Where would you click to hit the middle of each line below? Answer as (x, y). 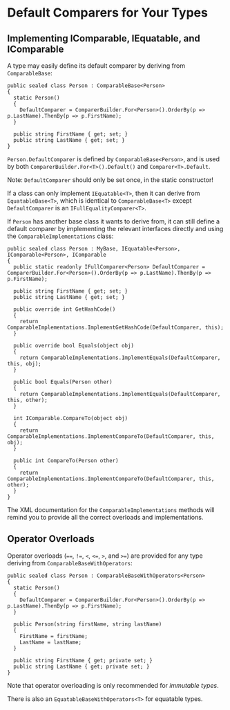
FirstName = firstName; (54, 636)
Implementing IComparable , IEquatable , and (104, 38)
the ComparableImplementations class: (60, 236)
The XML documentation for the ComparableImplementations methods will (111, 510)
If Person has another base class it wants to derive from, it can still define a (113, 221)
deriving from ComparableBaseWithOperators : (70, 563)
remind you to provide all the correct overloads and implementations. (105, 517)
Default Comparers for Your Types (108, 13)
